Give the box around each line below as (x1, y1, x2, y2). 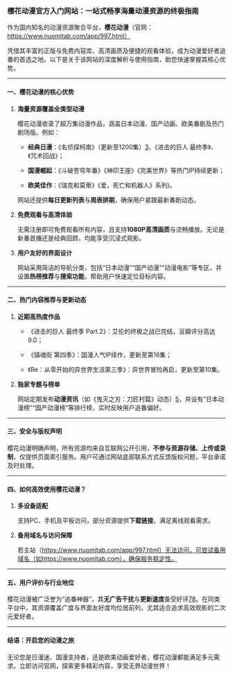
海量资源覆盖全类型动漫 (17, 104, 85, 112)
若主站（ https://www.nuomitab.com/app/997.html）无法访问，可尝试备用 (17, 546, 226, 555)
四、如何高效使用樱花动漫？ (7, 484, 87, 493)
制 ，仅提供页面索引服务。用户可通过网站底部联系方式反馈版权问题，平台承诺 (7, 453, 226, 461)
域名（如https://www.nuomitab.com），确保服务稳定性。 (17, 555, 178, 563)
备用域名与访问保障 (17, 531, 73, 539)
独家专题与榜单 (17, 380, 60, 388)
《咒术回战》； (27, 151, 64, 160)
